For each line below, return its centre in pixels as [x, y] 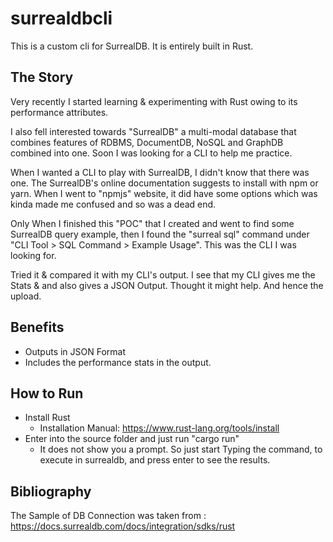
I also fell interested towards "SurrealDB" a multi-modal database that [153, 131]
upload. [26, 296]
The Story [42, 77]
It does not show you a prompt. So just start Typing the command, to [181, 449]
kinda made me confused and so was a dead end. [113, 204]
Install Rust [47, 418]
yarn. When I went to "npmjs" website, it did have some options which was [164, 193]
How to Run [47, 393]
